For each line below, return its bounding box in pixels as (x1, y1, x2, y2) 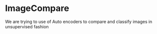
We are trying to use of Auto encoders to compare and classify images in (5, 19, 153, 24)
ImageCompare (5, 3, 69, 14)
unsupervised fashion (5, 23, 49, 29)
